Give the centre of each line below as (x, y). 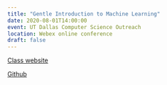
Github (17, 74)
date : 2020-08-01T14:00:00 (47, 21)
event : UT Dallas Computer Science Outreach (74, 27)
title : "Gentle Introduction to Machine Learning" (84, 14)
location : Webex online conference (60, 34)
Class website (28, 60)
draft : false (27, 40)
